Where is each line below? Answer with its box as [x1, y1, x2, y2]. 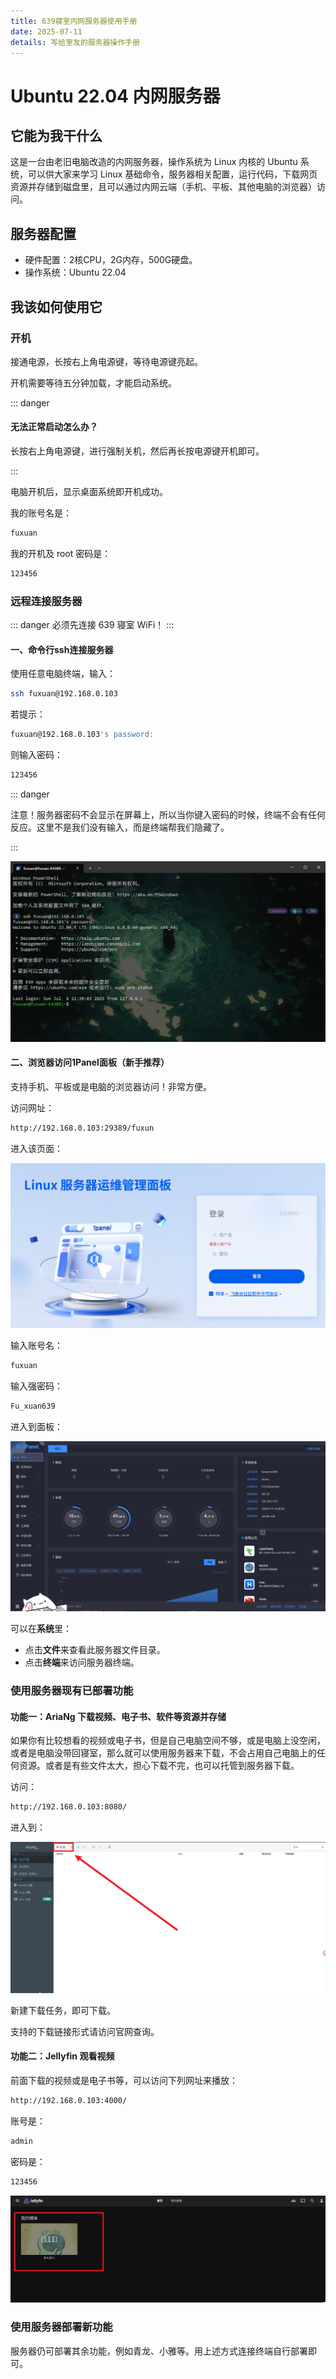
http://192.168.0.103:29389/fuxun [10, 1123, 155, 1134]
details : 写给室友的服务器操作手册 [10, 37, 141, 47]
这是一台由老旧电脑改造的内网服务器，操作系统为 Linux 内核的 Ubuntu [10, 156, 298, 168]
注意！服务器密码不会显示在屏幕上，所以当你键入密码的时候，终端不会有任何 [10, 808, 326, 820]
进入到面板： [10, 1420, 63, 1432]
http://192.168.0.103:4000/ [10, 2096, 128, 2106]
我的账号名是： [10, 507, 72, 519]
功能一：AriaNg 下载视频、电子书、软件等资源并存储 [10, 1710, 227, 1722]
